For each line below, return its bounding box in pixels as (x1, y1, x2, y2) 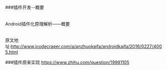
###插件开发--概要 (5, 4, 44, 10)
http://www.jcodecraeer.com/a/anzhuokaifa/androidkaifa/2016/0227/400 (11, 43, 162, 49)
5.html (5, 49, 19, 55)
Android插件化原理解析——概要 (5, 20, 70, 26)
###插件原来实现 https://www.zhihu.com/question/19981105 (5, 59, 129, 65)
